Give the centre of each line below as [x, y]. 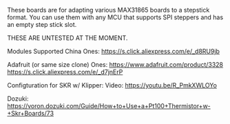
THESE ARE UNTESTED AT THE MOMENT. [67, 38]
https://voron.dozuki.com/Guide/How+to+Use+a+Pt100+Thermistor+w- [109, 106]
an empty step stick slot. [42, 24]
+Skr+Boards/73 [30, 113]
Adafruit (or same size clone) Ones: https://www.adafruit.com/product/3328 [115, 64]
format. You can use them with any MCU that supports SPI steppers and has [115, 17]
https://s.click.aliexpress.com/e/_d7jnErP [65, 72]
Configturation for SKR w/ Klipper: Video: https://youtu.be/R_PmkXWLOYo [112, 85]
